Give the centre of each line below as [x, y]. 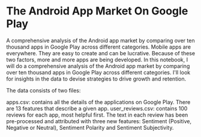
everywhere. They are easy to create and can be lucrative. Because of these [101, 53]
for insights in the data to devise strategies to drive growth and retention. [96, 79]
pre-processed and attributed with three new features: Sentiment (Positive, [99, 121]
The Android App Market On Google [97, 11]
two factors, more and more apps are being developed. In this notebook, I [97, 59]
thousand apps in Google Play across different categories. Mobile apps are [98, 47]
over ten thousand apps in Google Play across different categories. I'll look [98, 72]
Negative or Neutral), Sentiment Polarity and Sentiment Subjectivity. [90, 127]
